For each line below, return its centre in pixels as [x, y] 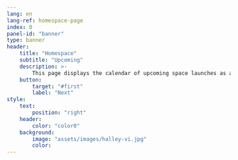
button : [31, 80]
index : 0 [20, 27]
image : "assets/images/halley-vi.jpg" [90, 139]
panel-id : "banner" [36, 34]
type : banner [26, 40]
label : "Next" [53, 93]
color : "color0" [56, 126]
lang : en [20, 14]
